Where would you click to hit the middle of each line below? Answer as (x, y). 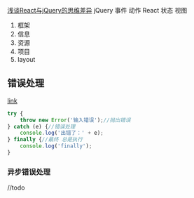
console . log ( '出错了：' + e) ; (62, 133)
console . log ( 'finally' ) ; (56, 146)
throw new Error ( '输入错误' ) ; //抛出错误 (75, 120)
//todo (16, 187)
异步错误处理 (29, 172)
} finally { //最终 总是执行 (45, 140)
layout (26, 59)
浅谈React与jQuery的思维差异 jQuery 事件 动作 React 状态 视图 (97, 10)
